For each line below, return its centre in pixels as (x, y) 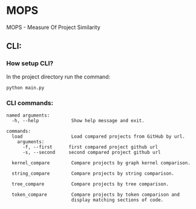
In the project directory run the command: (58, 77)
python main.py (25, 88)
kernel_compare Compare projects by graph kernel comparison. (101, 163)
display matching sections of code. (117, 200)
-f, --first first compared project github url (90, 147)
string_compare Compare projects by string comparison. (93, 173)
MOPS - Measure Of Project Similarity (54, 27)
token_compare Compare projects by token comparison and (96, 195)
